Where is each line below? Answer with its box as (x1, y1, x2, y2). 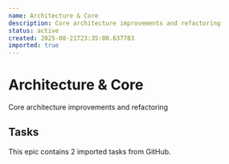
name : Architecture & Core (8, 11, 99, 20)
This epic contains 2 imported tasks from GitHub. (8, 146, 171, 156)
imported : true (8, 42, 59, 50)
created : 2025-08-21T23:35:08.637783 (8, 34, 135, 42)
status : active (8, 26, 59, 34)
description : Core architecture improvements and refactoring (8, 19, 221, 27)
